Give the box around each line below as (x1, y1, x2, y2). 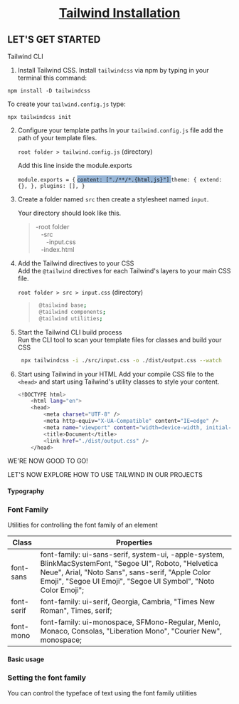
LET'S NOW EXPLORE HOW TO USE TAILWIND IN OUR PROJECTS (7, 471, 203, 479)
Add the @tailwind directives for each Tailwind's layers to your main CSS (17, 267, 231, 275)
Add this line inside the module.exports (17, 162, 133, 169)
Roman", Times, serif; (40, 606, 112, 616)
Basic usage (7, 655, 45, 663)
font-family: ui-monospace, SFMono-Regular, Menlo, (40, 617, 221, 627)
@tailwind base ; (38, 302, 87, 309)
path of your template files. (17, 134, 97, 142)
